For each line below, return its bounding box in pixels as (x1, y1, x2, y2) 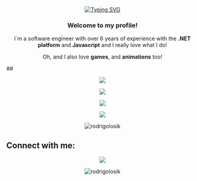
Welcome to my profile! (66, 21, 138, 29)
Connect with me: (6, 140, 76, 151)
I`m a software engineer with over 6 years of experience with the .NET (14, 35, 191, 42)
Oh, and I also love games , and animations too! (42, 53, 163, 60)
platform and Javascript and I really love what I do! (37, 41, 168, 49)
